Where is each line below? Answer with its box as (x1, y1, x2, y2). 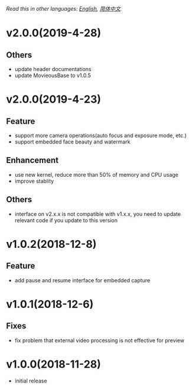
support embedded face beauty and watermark (14, 138, 131, 145)
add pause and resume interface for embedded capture (14, 276, 151, 283)
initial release (14, 377, 47, 384)
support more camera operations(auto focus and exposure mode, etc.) (14, 132, 187, 139)
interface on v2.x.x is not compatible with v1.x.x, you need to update (14, 210, 181, 218)
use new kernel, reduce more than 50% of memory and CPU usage (14, 171, 178, 178)
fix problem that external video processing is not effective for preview (14, 337, 185, 344)
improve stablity (14, 177, 54, 184)
